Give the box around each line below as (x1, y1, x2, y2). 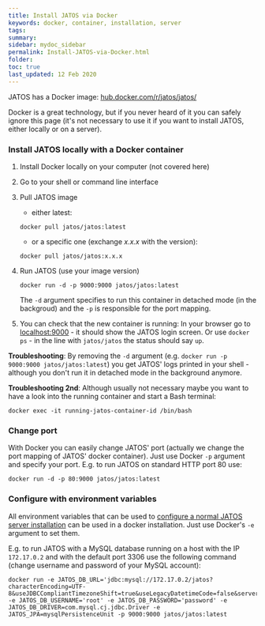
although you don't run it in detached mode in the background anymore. (8, 368, 242, 377)
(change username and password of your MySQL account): (8, 560, 201, 570)
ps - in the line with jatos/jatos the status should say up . (19, 335, 204, 345)
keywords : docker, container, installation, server (8, 19, 181, 27)
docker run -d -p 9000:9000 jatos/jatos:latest (19, 281, 179, 289)
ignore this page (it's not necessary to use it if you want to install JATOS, (8, 115, 244, 125)
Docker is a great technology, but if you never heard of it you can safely (8, 107, 241, 117)
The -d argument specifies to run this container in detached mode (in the (19, 295, 257, 304)
